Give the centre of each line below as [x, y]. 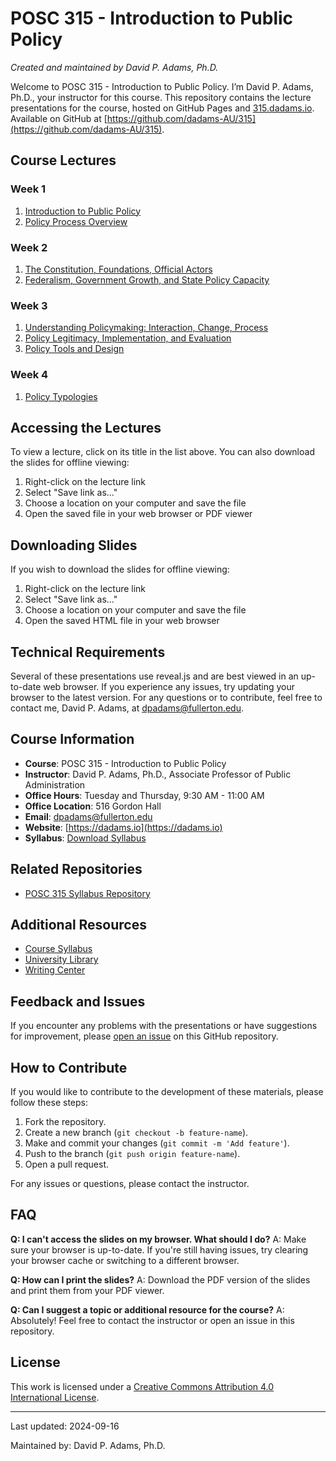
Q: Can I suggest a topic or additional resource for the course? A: [147, 1309]
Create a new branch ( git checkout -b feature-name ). [136, 1133]
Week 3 [29, 305]
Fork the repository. [65, 1122]
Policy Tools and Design [74, 349]
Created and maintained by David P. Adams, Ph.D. [114, 67]
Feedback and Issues [78, 1001]
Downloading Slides [74, 545]
